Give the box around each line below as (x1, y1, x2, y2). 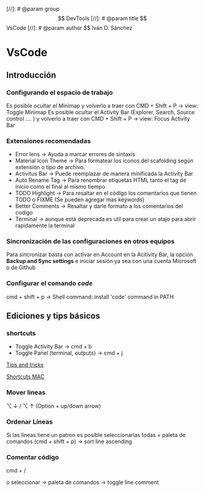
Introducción (6, 70, 57, 80)
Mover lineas (6, 388, 46, 397)
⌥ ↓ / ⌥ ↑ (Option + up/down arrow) (6, 402, 102, 410)
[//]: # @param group (6, 5, 60, 12)
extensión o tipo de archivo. (15, 164, 85, 171)
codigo (15, 209, 33, 216)
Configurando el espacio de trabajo (6, 88, 113, 96)
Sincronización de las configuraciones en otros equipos (6, 237, 175, 246)
